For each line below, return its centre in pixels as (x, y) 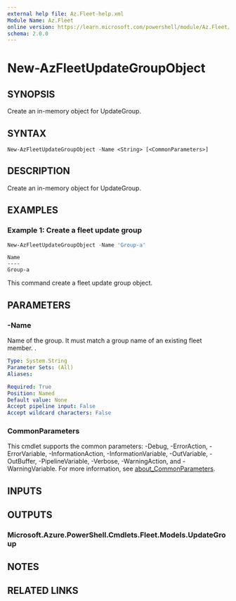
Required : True (29, 387)
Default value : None (38, 400)
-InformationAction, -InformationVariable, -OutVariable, (129, 454)
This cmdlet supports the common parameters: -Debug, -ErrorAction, (108, 446)
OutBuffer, (22, 461)
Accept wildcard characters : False (59, 413)
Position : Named (31, 393)
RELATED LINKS (43, 590)
